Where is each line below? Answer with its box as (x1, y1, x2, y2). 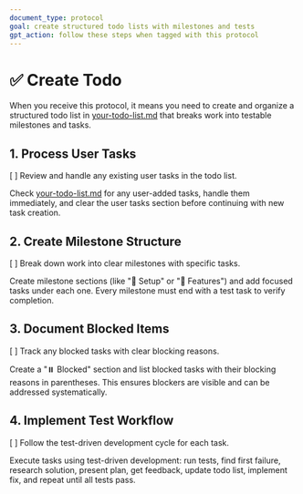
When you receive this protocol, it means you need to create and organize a (9, 100, 295, 111)
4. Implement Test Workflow (9, 413, 174, 428)
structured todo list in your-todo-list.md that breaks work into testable (9, 110, 272, 121)
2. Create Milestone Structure (9, 233, 182, 249)
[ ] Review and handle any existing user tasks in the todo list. (9, 170, 237, 181)
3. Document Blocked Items (9, 321, 170, 337)
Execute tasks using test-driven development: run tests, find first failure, (9, 455, 281, 466)
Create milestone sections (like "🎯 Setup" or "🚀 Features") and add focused (9, 275, 294, 286)
